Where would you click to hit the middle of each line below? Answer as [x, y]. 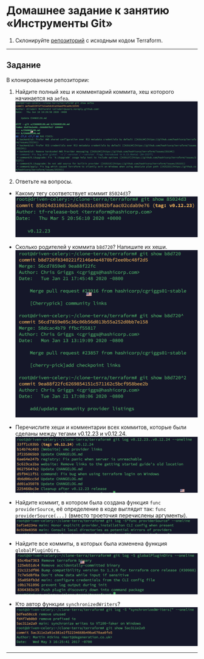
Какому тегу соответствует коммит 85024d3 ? [73, 193]
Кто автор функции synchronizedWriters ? [67, 604]
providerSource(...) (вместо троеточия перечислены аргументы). [101, 515]
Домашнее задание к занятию [88, 11]
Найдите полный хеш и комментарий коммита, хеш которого [94, 91]
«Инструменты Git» [59, 23]
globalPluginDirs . [38, 550]
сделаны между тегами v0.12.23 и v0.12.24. [71, 433]
